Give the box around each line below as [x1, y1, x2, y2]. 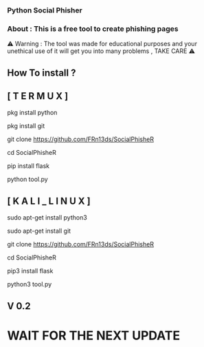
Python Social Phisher [7, 6, 82, 15]
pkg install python [7, 109, 58, 117]
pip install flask [7, 162, 50, 170]
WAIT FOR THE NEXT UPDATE [7, 328, 181, 343]
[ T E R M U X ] [7, 90, 69, 102]
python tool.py [7, 175, 48, 184]
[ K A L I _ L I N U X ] [7, 195, 91, 207]
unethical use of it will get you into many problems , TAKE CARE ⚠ [7, 47, 196, 55]
